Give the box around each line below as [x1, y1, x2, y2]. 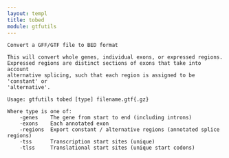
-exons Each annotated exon [19, 120, 109, 128]
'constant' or [7, 78, 48, 85]
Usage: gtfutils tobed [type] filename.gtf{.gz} [7, 96, 149, 103]
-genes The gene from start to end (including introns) [19, 115, 193, 121]
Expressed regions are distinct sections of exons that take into [7, 60, 201, 67]
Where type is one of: [7, 108, 72, 115]
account [7, 66, 30, 73]
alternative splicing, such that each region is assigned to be [7, 72, 195, 79]
